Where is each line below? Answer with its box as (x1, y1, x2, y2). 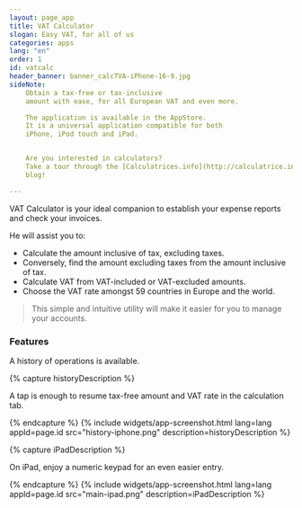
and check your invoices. (9, 212, 102, 223)
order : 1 (9, 55, 42, 64)
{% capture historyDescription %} (9, 372, 135, 383)
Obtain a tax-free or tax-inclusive (25, 88, 164, 97)
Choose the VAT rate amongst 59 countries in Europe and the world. (22, 285, 276, 297)
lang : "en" (9, 47, 50, 56)
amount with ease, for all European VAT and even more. (25, 96, 240, 106)
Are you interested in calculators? (25, 154, 164, 163)
